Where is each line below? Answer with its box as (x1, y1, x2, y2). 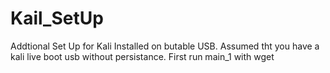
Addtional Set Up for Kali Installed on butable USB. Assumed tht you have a (10, 40, 320, 52)
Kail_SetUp (10, 7, 104, 30)
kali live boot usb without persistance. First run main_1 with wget (10, 50, 275, 62)
